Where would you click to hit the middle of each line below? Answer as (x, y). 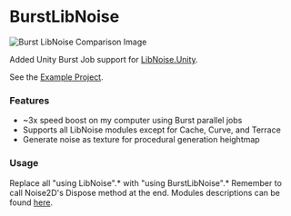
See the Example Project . (56, 77)
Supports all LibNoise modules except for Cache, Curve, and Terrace (152, 130)
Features (30, 100)
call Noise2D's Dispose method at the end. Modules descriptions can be (145, 192)
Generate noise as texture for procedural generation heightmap (141, 140)
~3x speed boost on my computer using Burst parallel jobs (132, 121)
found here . (31, 202)
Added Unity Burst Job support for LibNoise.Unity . (104, 59)
